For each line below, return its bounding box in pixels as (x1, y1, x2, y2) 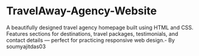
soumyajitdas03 (6, 43, 46, 50)
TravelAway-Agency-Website (6, 4, 157, 18)
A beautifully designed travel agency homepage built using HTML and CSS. (6, 24, 194, 31)
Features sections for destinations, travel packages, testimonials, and (6, 30, 178, 37)
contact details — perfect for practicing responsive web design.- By (6, 36, 175, 43)
